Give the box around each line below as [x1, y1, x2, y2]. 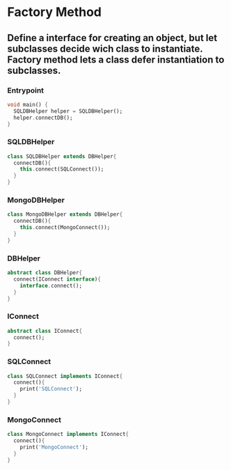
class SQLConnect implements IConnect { [7, 373, 123, 379]
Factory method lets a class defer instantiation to [7, 54, 225, 65]
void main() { [7, 101, 49, 108]
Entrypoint [7, 85, 44, 95]
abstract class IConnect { [7, 327, 82, 334]
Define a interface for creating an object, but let [7, 32, 218, 44]
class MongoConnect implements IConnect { [7, 431, 129, 438]
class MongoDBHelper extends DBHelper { [7, 211, 123, 218]
